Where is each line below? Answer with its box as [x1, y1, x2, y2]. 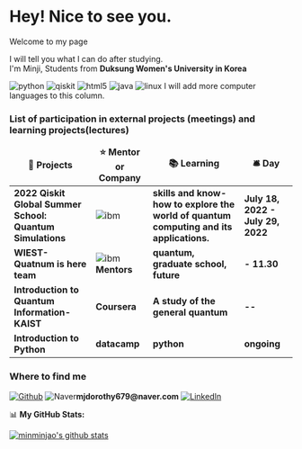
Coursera [95, 301, 137, 313]
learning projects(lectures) [9, 123, 129, 136]
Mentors [95, 264, 133, 276]
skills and [152, 187, 195, 200]
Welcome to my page [9, 36, 88, 47]
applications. [152, 232, 209, 245]
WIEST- [13, 247, 49, 259]
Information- [13, 306, 72, 319]
